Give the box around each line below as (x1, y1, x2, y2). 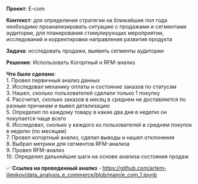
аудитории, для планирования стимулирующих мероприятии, (6, 29, 164, 36)
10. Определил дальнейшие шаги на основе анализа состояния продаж (6, 153, 189, 160)
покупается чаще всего (6, 115, 67, 122)
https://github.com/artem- (102, 164, 167, 171)
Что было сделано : (6, 70, 56, 77)
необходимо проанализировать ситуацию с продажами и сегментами (6, 23, 187, 30)
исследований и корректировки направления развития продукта (6, 36, 173, 42)
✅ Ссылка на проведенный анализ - (6, 164, 101, 171)
